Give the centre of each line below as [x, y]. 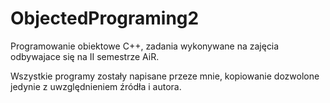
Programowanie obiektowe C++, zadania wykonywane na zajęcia [145, 46]
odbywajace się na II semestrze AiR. [85, 56]
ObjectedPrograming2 [105, 18]
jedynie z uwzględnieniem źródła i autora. [96, 86]
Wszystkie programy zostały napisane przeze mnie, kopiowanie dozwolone [165, 76]
